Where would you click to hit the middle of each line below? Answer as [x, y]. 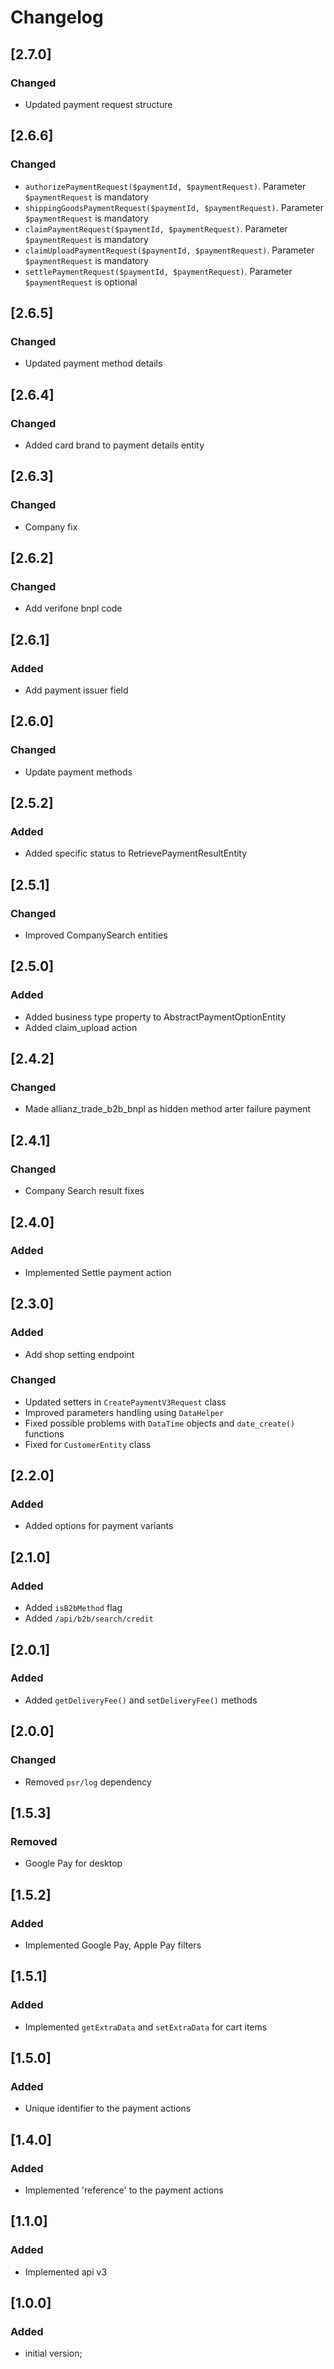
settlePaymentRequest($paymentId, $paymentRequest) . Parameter [158, 271]
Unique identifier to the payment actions [108, 2108]
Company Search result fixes [84, 1191]
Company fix [51, 527]
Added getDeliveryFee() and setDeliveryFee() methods [141, 1700]
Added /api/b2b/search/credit [89, 1618]
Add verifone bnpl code [73, 608]
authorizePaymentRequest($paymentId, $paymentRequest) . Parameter [165, 186]
